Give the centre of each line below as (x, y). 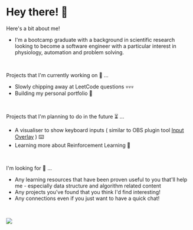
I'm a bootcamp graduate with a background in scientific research (95, 40)
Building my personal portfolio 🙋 (54, 93)
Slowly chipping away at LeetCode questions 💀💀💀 (74, 86)
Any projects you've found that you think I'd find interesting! (87, 192)
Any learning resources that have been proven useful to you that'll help (101, 179)
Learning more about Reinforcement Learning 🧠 (73, 145)
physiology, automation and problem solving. (69, 52)
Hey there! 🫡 (37, 12)
